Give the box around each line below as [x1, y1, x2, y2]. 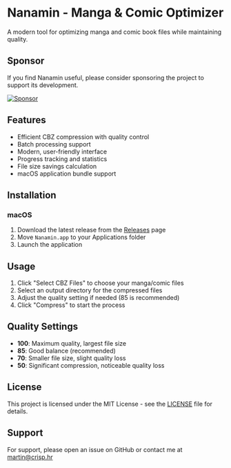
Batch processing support [17, 140, 91, 148]
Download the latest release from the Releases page [17, 226, 166, 234]
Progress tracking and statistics [17, 154, 108, 163]
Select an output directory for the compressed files [17, 286, 163, 294]
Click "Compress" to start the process [17, 301, 125, 309]
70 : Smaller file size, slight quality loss [17, 354, 126, 362]
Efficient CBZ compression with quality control [17, 133, 150, 141]
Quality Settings [7, 321, 78, 333]
